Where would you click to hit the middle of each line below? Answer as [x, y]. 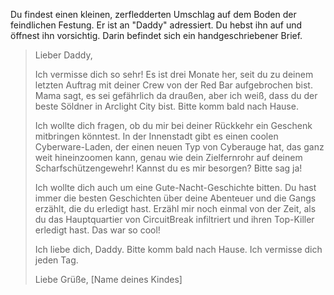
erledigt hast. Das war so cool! [97, 230]
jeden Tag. [56, 260]
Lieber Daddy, [63, 55]
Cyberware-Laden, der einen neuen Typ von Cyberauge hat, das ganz [179, 147]
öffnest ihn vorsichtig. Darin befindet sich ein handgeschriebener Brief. [156, 35]
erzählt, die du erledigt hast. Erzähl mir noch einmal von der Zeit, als [175, 208]
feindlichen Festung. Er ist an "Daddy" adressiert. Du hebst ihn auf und [156, 25]
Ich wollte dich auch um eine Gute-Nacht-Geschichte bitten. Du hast [175, 187]
